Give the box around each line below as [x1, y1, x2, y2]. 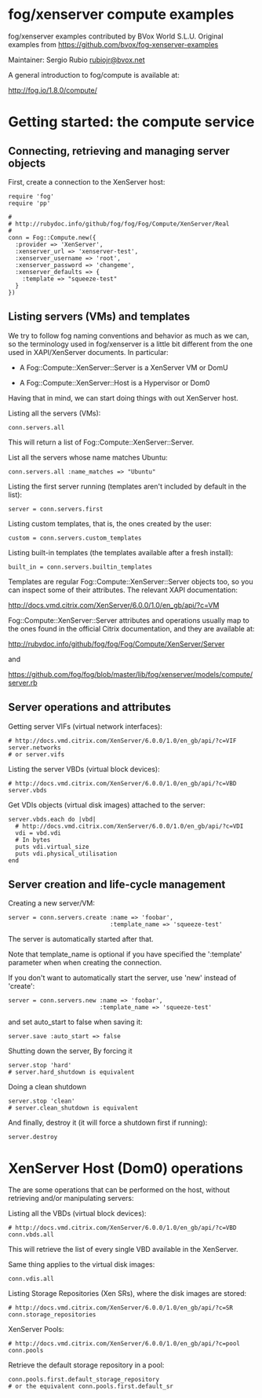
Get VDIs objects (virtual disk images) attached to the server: [8, 800, 206, 810]
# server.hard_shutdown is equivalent [8, 1068, 135, 1077]
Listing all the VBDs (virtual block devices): [8, 1209, 147, 1218]
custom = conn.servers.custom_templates [8, 534, 143, 542]
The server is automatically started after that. [8, 935, 155, 944]
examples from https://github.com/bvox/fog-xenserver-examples [8, 39, 219, 49]
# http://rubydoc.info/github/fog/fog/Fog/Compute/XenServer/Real [8, 220, 230, 228]
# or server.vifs [8, 750, 65, 759]
